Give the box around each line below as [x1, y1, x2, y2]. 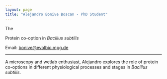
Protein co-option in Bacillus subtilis [5, 35, 79, 41]
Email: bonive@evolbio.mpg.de [5, 44, 69, 50]
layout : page [5, 7, 32, 12]
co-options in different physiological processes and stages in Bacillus [5, 64, 148, 70]
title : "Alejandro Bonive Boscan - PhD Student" [5, 12, 108, 17]
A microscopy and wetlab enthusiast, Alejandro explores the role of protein [5, 59, 158, 65]
